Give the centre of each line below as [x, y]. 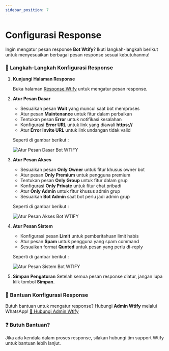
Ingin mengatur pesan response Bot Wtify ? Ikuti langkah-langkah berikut [82, 49]
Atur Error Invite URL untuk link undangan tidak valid [75, 130]
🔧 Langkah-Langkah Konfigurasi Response [59, 68]
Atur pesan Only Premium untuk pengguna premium [75, 175]
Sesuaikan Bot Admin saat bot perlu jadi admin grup [75, 196]
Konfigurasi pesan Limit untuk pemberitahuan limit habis [79, 236]
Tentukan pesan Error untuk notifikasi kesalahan [71, 119]
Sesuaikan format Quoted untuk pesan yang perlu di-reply [82, 247]
